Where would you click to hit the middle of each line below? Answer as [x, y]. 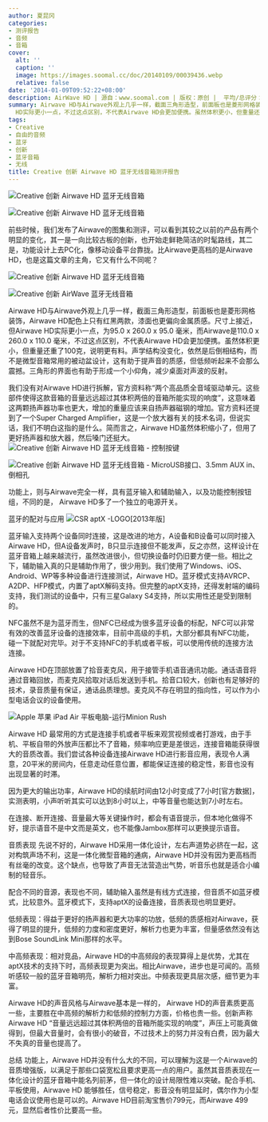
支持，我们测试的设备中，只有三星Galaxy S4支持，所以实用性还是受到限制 [130, 596]
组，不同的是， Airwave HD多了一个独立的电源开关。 [95, 502]
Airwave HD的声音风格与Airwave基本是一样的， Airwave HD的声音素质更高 [131, 1003]
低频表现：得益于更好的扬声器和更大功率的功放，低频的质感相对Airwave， [130, 919]
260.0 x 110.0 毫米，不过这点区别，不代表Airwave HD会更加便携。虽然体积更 [134, 341]
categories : [28, 23]
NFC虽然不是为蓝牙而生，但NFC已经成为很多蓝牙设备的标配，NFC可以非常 [132, 623]
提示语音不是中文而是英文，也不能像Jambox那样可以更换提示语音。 [133, 828]
